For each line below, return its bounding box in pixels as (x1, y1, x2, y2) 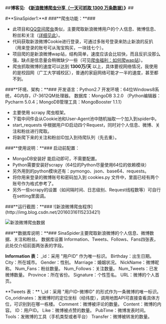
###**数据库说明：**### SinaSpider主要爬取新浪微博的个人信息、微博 (5, 230, 150, 236)
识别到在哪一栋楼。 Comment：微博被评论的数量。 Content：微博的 (18, 301, 158, 307)
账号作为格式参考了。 (12, 180, 56, 186)
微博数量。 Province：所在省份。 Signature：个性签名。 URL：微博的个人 (5, 272, 156, 278)
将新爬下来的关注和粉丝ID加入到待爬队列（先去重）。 (12, 135, 119, 140)
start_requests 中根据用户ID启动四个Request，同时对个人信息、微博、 (12, 122, 156, 128)
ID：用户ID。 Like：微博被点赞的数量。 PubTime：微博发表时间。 (14, 308, 148, 313)
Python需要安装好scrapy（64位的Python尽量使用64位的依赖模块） (12, 162, 150, 167)
